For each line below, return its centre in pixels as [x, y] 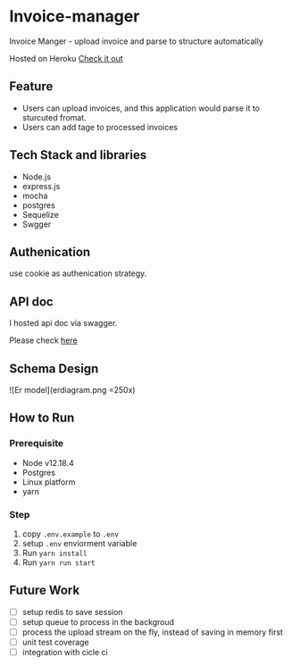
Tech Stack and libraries [78, 155]
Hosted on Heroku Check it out [66, 58]
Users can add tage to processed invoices [100, 127]
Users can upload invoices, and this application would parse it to [141, 108]
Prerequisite [37, 444]
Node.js [37, 177]
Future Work [45, 591]
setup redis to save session [72, 612]
